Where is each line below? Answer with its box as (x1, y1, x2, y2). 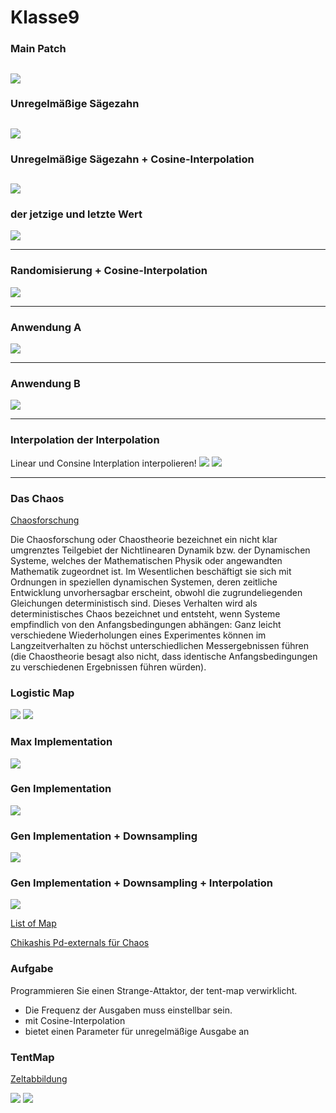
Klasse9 (10, 6, 80, 29)
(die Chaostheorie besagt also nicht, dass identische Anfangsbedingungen (10, 650, 318, 662)
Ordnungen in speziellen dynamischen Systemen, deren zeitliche (10, 576, 278, 588)
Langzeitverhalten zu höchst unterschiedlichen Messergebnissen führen (10, 639, 309, 651)
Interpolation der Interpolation (10, 433, 160, 447)
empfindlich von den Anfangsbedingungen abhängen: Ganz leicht (10, 618, 282, 630)
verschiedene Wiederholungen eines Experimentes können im (10, 629, 267, 641)
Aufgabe (10, 962, 54, 976)
